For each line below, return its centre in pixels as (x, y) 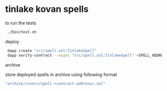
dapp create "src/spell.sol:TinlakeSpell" (52, 51)
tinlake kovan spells (47, 9)
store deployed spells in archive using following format (61, 74)
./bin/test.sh (22, 32)
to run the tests (21, 23)
